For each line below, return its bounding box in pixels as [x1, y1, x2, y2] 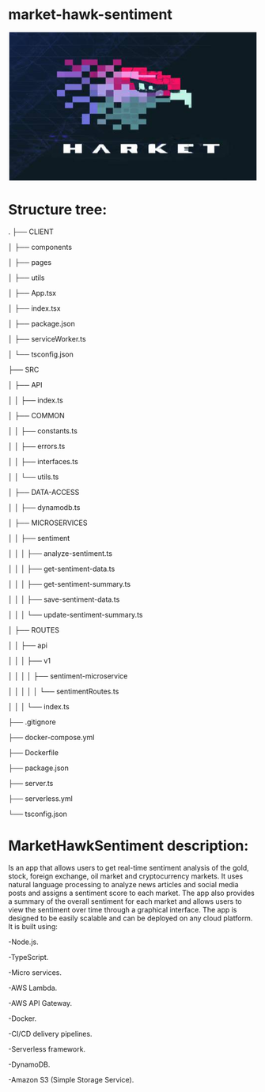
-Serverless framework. [8, 1044, 85, 1053]
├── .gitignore [8, 717, 57, 727]
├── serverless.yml [8, 793, 73, 803]
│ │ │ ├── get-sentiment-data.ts [8, 564, 115, 573]
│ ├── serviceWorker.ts [8, 334, 86, 343]
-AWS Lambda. [8, 983, 58, 992]
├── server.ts [8, 778, 54, 788]
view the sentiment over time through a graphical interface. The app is [8, 905, 237, 914]
